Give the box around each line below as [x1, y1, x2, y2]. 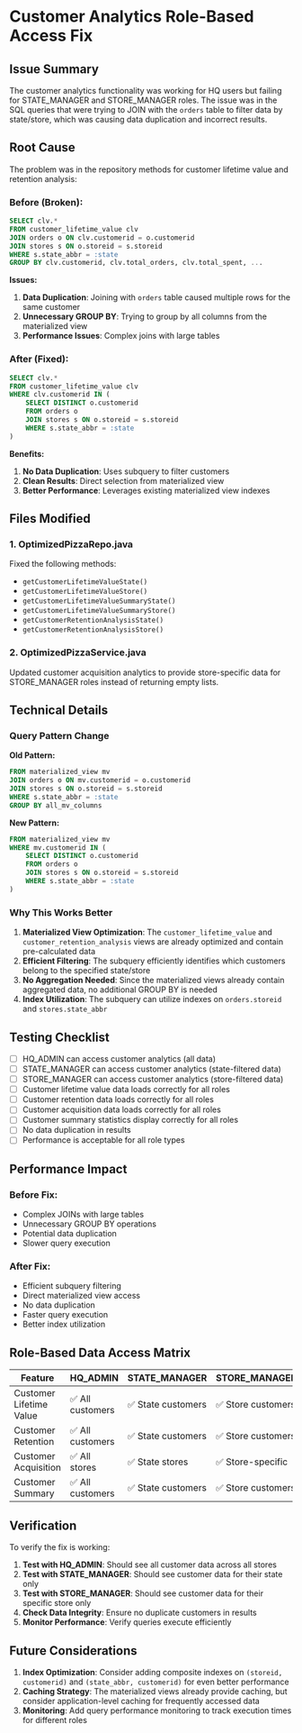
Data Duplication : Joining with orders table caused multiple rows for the [22, 292, 290, 303]
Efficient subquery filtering [22, 1281, 121, 1291]
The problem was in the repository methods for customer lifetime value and [9, 164, 289, 175]
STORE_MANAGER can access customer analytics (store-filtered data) [22, 1074, 284, 1085]
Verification [9, 1518, 77, 1533]
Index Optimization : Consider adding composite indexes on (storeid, [22, 1666, 283, 1677]
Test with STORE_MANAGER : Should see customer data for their [22, 1588, 263, 1599]
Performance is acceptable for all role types [22, 1135, 186, 1145]
